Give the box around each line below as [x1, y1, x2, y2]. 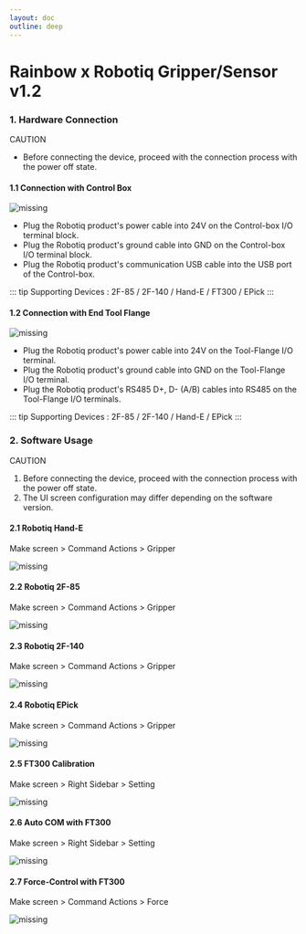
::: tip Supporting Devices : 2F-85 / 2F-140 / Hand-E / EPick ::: [9, 412, 242, 423]
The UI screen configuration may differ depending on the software [22, 492, 273, 503]
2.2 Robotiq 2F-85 [9, 582, 80, 593]
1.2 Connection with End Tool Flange [9, 307, 151, 318]
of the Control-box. [22, 268, 96, 279]
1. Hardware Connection [9, 113, 119, 126]
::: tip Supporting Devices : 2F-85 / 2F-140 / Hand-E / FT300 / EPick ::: [9, 287, 275, 298]
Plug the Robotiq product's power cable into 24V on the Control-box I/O [22, 220, 294, 231]
